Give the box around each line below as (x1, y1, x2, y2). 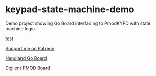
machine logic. (5, 25, 36, 31)
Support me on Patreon (5, 45, 55, 51)
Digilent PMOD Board (5, 65, 50, 71)
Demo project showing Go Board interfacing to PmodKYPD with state (5, 20, 151, 26)
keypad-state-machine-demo (5, 4, 135, 15)
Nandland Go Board (5, 55, 47, 61)
